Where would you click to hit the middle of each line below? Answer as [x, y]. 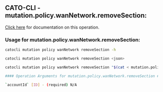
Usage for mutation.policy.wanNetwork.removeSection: [73, 40]
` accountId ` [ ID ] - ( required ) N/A [41, 85]
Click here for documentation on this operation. [52, 27]
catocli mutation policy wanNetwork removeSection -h [61, 50]
